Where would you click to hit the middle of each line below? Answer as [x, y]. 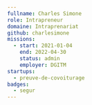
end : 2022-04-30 [43, 52]
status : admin [40, 59]
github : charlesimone [38, 33]
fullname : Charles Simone [44, 13]
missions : [21, 39]
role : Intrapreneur [35, 20]
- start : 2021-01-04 [43, 46]
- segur [25, 90]
